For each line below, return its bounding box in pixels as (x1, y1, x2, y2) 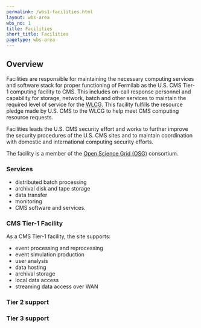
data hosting (14, 263, 46, 271)
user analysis (14, 257, 48, 265)
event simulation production (14, 251, 85, 258)
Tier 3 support (6, 314, 49, 323)
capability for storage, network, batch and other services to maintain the (6, 94, 187, 101)
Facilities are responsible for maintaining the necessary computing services (6, 75, 194, 82)
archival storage (14, 270, 56, 277)
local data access (14, 277, 59, 284)
